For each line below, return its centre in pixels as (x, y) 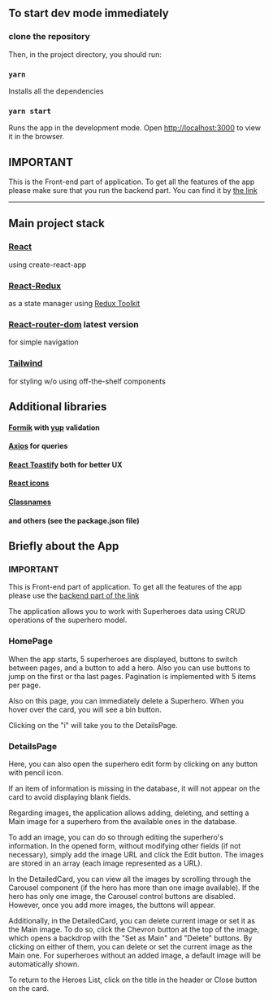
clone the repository (50, 37)
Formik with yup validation (54, 428)
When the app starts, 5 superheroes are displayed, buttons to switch (123, 659)
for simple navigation (43, 342)
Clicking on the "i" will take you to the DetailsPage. (93, 725)
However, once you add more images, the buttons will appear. (112, 905)
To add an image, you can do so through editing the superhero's (116, 837)
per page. (25, 685)
